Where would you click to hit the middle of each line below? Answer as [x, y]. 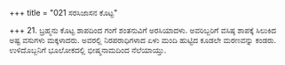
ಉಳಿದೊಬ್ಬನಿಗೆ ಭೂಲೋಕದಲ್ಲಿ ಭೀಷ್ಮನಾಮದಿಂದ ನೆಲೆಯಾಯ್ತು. [88, 50]
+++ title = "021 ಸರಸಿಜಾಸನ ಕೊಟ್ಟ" [63, 13]
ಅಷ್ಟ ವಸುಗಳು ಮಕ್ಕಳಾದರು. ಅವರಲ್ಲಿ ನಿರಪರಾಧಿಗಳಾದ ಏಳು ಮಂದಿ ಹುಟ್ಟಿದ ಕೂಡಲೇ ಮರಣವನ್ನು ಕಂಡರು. [143, 40]
